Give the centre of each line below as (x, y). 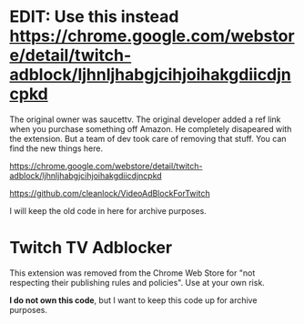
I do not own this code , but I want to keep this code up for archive (133, 300)
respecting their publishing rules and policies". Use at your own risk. (137, 282)
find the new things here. (56, 148)
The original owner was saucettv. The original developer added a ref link (145, 119)
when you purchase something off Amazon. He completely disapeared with (151, 128)
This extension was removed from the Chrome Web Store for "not (132, 273)
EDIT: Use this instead (94, 17)
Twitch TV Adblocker (91, 248)
